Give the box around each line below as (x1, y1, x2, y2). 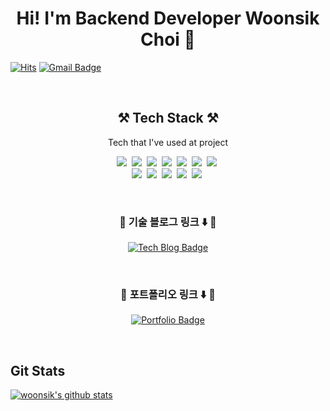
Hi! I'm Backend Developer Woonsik (16, 7, 320, 30)
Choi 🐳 (140, 28, 196, 51)
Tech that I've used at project (107, 136, 229, 148)
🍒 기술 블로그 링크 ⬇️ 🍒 (119, 215, 217, 229)
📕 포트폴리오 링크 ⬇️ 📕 (120, 287, 216, 301)
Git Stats (10, 362, 66, 379)
